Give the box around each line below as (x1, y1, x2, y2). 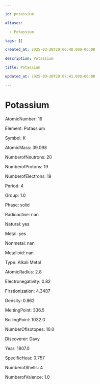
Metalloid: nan (5, 250, 34, 256)
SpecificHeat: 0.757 (5, 355, 45, 361)
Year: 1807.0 (5, 345, 30, 351)
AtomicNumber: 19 (5, 115, 43, 121)
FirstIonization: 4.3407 (5, 288, 50, 294)
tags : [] (5, 38, 23, 43)
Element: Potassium (5, 125, 45, 131)
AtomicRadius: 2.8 (5, 269, 42, 274)
